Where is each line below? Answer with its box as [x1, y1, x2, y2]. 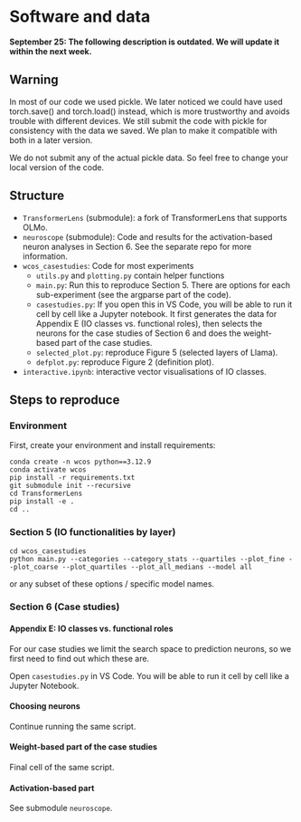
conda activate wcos [9, 465, 88, 474]
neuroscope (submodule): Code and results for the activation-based [22, 231, 273, 242]
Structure [9, 188, 65, 204]
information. [22, 251, 68, 262]
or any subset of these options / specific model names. [9, 578, 215, 589]
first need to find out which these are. [9, 653, 150, 664]
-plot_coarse [9, 562, 59, 571]
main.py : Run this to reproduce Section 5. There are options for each [35, 279, 291, 291]
